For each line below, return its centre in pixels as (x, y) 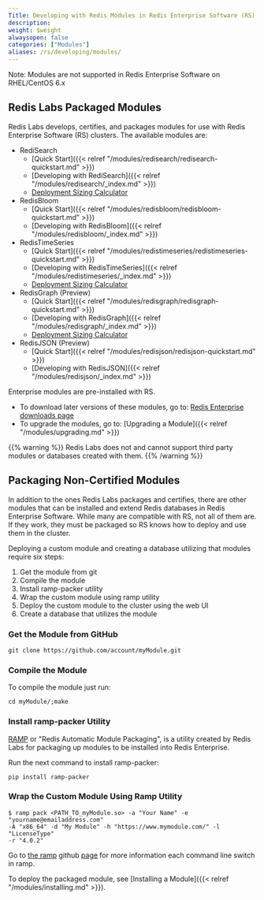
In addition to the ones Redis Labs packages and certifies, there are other (127, 499)
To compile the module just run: (59, 687)
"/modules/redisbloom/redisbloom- (164, 209)
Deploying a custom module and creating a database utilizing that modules (129, 548)
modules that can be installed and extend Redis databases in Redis (117, 508)
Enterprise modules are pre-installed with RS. (82, 392)
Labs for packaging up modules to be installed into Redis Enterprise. (119, 747)
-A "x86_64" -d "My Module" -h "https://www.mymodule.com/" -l (114, 827)
